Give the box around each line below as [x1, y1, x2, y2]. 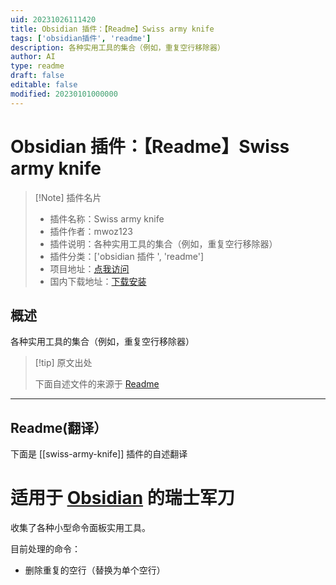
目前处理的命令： [10, 543, 81, 555]
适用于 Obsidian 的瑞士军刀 [10, 487, 235, 510]
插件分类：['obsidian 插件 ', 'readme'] [49, 250, 205, 262]
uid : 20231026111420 [10, 14, 97, 25]
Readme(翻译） [10, 419, 108, 436]
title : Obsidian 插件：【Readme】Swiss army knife [10, 24, 215, 34]
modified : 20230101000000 [10, 89, 118, 99]
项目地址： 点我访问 [49, 262, 130, 275]
